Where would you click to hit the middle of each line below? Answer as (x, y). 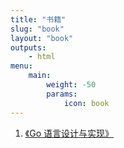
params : (62, 94)
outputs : (28, 47)
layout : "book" (42, 38)
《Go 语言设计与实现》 (69, 133)
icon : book (86, 103)
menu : (21, 66)
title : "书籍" (38, 19)
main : (40, 76)
